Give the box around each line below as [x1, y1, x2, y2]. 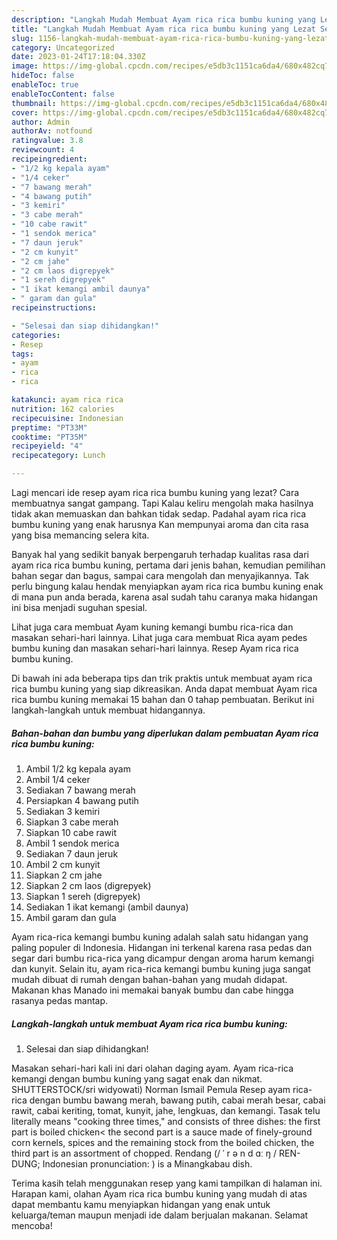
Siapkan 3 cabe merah [25, 816, 119, 828]
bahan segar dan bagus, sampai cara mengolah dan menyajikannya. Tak [11, 570, 309, 581]
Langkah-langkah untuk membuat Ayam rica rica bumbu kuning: [11, 1017, 288, 1030]
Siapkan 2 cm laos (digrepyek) [25, 879, 152, 891]
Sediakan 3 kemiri [25, 805, 101, 817]
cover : [11, 107, 39, 118]
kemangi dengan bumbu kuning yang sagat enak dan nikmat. [11, 1072, 263, 1085]
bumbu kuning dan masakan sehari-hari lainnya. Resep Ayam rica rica [11, 642, 299, 654]
